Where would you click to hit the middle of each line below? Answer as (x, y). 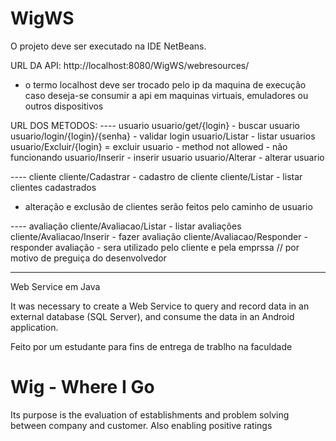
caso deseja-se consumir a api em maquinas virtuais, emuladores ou (166, 95)
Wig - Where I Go (82, 387)
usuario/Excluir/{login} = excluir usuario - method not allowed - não (149, 146)
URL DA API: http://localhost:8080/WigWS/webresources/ (130, 65)
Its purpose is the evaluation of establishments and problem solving (150, 414)
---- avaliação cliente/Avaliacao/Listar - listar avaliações (126, 226)
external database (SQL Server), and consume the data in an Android (152, 316)
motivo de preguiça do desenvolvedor (88, 258)
